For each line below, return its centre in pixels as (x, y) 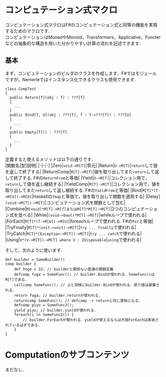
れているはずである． (23, 325)
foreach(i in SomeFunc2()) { (44, 315)
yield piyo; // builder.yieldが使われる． (56, 310)
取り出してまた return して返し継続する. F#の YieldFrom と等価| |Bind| (74, 190)
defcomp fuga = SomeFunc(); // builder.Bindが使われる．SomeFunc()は (84, 274)
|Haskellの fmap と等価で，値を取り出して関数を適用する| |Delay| (96, 196)
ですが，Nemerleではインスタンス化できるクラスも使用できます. (70, 79)
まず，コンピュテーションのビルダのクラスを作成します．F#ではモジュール (81, 73)
